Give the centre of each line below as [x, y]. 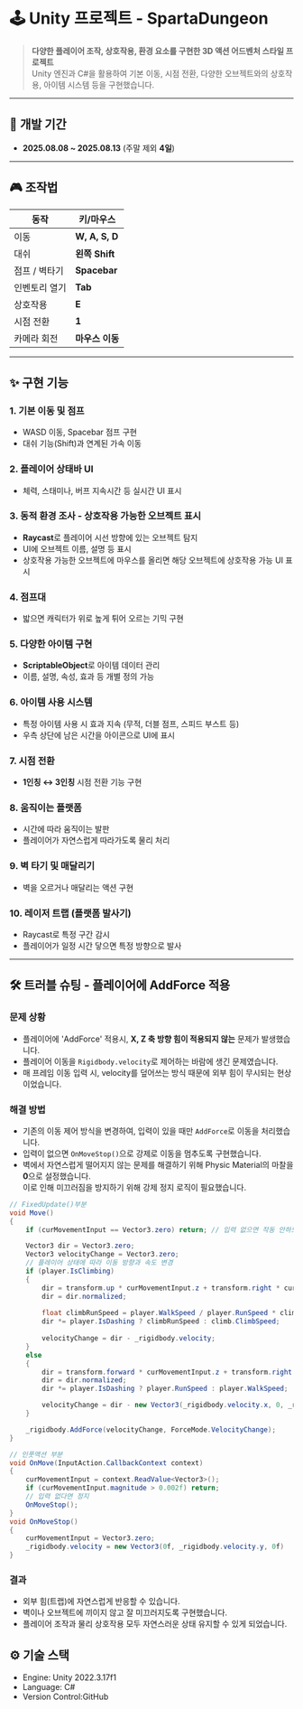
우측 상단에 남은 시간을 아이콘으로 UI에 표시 [99, 735]
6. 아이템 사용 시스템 [51, 703]
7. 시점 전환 [32, 761]
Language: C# [49, 1687]
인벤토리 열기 [40, 287]
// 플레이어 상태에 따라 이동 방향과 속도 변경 [99, 1263]
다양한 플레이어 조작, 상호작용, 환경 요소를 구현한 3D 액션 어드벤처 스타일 [157, 51]
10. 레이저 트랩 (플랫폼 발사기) [70, 913]
